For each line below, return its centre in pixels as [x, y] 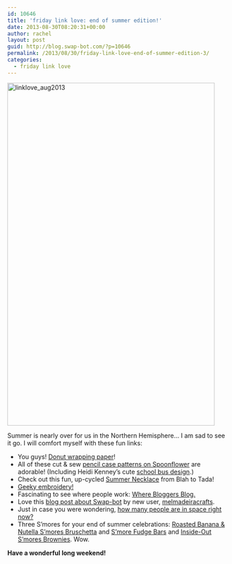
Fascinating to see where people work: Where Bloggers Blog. [106, 494]
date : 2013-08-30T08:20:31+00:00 [56, 27]
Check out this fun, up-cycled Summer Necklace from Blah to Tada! [116, 479]
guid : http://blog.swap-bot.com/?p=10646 [69, 47]
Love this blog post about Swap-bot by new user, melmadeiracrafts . [116, 501]
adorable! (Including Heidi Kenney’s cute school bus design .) [105, 472]
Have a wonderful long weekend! [57, 553]
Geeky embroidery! [45, 486]
